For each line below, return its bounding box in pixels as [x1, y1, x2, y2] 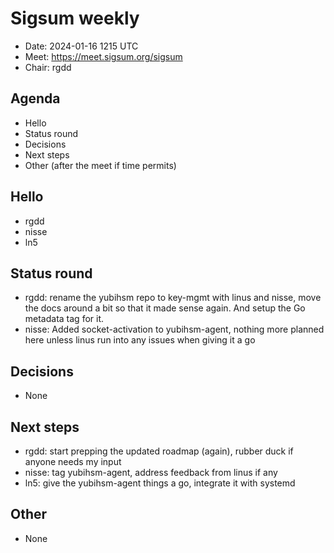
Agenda [10, 90, 61, 107]
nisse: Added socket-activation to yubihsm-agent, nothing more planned [24, 323, 325, 336]
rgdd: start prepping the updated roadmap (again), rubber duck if [24, 445, 294, 457]
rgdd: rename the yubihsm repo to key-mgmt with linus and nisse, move [24, 292, 322, 304]
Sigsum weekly [10, 7, 140, 30]
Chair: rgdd [24, 61, 72, 73]
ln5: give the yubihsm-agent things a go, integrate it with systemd [24, 477, 296, 489]
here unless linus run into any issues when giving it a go [24, 334, 256, 346]
